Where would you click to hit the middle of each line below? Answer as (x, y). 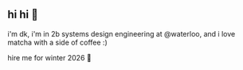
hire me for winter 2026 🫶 (50, 57)
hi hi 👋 (23, 15)
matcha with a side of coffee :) (58, 42)
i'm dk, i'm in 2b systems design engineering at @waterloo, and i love (121, 33)
